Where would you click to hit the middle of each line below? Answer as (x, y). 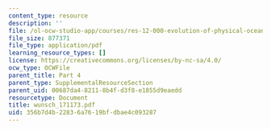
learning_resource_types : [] (57, 53)
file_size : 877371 (39, 38)
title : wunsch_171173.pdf (52, 105)
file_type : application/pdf (56, 46)
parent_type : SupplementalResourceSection (81, 83)
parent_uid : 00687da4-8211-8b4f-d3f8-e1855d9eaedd (95, 90)
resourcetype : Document (48, 98)
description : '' (35, 23)
